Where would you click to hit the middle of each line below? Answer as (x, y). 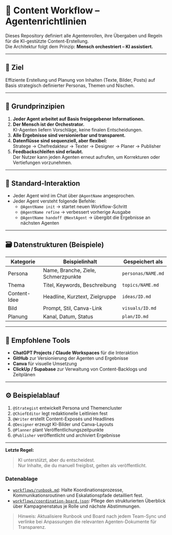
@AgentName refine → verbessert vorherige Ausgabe (76, 212)
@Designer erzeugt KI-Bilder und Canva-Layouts (63, 424)
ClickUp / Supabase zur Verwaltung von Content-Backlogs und (80, 369)
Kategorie (23, 262)
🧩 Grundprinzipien (35, 107)
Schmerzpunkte (62, 277)
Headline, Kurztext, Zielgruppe (80, 297)
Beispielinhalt (80, 262)
